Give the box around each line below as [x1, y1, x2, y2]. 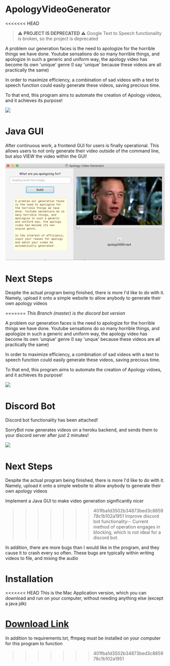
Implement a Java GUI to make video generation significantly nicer [5, 498, 144, 504]
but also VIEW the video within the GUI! [5, 153, 88, 159]
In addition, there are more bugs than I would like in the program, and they [5, 544, 160, 551]
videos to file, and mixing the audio [5, 555, 78, 562]
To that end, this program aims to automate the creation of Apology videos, [5, 92, 162, 98]
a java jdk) [5, 601, 27, 607]
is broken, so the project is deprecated [17, 36, 99, 42]
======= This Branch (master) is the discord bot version [5, 310, 125, 317]
